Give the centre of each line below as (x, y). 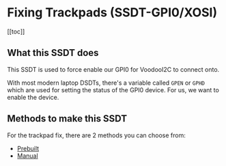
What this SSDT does (53, 53)
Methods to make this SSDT (67, 119)
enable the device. (33, 97)
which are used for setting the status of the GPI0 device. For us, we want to (113, 89)
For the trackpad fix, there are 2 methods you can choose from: (97, 135)
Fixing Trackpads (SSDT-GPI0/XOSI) (112, 13)
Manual (28, 156)
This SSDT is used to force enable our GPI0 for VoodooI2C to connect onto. (113, 69)
